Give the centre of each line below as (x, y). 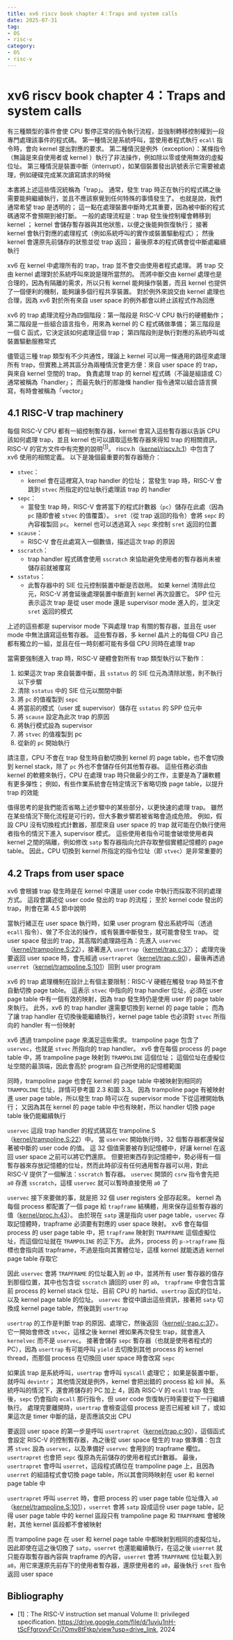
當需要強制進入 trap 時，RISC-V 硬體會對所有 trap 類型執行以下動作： (106, 659)
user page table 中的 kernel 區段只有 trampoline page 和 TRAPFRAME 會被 (117, 1515)
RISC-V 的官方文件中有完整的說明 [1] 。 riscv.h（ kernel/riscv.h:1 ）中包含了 (111, 448)
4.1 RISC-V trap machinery (65, 413)
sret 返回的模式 (50, 611)
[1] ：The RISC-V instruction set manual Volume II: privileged (103, 1614)
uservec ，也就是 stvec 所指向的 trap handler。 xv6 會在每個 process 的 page (117, 1048)
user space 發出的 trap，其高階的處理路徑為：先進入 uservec (94, 940)
